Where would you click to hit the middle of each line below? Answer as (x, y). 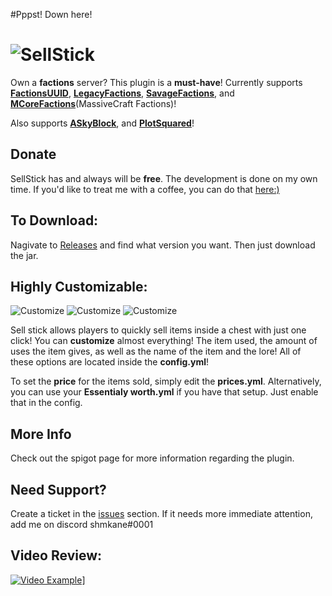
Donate (33, 154)
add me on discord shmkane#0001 (82, 524)
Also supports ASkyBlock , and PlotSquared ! (102, 123)
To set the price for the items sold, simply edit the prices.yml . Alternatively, (166, 381)
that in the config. (46, 403)
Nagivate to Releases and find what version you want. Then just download (163, 245)
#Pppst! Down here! (51, 14)
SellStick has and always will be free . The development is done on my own (164, 178)
